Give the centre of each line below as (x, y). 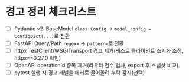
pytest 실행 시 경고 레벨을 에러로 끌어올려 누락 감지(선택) (79, 73)
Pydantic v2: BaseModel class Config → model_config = (83, 28)
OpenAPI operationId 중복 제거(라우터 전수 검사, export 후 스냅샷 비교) (96, 66)
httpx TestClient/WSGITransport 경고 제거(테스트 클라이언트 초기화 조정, (99, 51)
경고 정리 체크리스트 (51, 12)
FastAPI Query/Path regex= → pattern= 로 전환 (69, 43)
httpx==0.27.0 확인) (38, 58)
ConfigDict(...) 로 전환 (42, 36)
